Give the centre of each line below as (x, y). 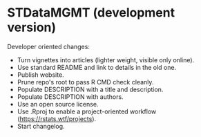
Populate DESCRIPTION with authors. (70, 97)
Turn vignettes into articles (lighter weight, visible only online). (106, 60)
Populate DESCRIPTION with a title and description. (90, 89)
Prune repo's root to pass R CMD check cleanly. (85, 82)
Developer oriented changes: (48, 46)
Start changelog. (41, 126)
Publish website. (40, 75)
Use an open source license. (58, 104)
